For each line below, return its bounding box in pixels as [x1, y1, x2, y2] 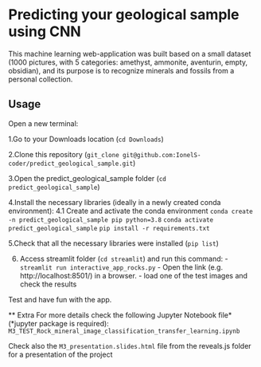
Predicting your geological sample [8, 6, 240, 24]
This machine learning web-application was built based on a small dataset [8, 49, 251, 58]
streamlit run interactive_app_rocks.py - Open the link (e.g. [19, 262, 224, 272]
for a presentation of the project [8, 349, 113, 359]
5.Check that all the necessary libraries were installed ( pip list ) [8, 238, 219, 248]
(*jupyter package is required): [8, 318, 109, 328]
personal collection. [8, 74, 73, 84]
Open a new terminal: [8, 118, 79, 128]
